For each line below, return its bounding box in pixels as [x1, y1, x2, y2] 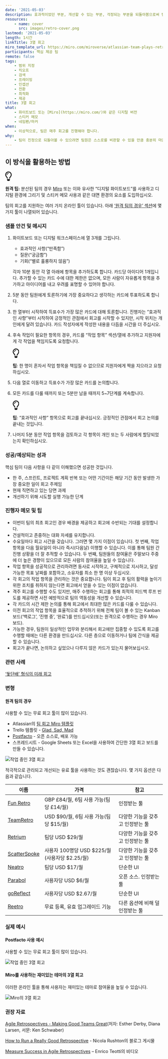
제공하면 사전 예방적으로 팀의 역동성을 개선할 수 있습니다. [21, 594, 133, 600]
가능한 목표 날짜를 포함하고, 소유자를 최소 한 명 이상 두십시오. [12, 569, 131, 575]
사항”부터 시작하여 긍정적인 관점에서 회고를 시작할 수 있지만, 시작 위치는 [17, 315, 157, 321]
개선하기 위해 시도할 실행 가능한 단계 [12, 493, 83, 499]
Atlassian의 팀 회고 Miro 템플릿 [12, 721, 74, 727]
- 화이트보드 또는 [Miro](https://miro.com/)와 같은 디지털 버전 [14, 110, 137, 115]
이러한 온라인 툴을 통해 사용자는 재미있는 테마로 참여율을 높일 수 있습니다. [5, 984, 148, 990]
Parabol [7, 877, 26, 884]
